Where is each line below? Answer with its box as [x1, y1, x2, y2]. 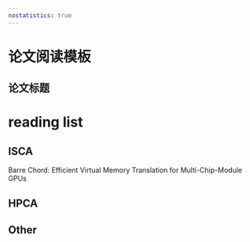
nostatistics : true [8, 11, 72, 20]
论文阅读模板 [8, 48, 92, 65]
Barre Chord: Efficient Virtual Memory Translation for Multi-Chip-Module [8, 166, 242, 175]
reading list [8, 113, 84, 131]
